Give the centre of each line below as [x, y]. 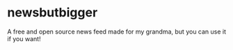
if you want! [24, 38]
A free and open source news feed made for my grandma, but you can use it [117, 32]
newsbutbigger [53, 13]
